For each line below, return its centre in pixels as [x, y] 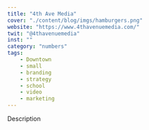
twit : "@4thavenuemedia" [44, 33]
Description [24, 119]
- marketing [37, 99]
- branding [36, 72]
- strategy [36, 79]
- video [31, 92]
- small [31, 66]
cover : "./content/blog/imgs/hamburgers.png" [75, 20]
